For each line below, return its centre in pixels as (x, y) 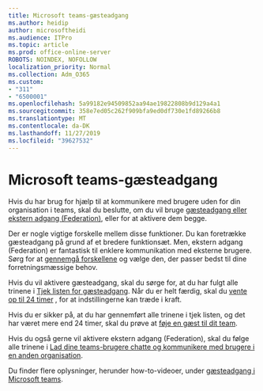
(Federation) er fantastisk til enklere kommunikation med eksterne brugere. (130, 251)
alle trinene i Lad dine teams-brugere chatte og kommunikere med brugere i (131, 347)
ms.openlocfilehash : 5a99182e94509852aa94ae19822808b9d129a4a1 (115, 104)
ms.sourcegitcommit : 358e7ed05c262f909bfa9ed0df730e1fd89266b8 (115, 112)
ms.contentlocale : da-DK (49, 126)
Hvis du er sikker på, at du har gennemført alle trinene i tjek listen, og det (127, 315)
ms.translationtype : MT (47, 119)
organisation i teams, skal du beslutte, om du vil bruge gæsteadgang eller (128, 210)
